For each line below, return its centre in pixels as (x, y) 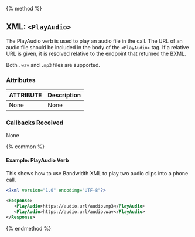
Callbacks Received (35, 123)
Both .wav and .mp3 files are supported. (53, 65)
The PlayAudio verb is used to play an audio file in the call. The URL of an (94, 41)
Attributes (21, 80)
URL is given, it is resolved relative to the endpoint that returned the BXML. (96, 53)
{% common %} (25, 147)
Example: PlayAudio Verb (37, 160)
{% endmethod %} (29, 228)
